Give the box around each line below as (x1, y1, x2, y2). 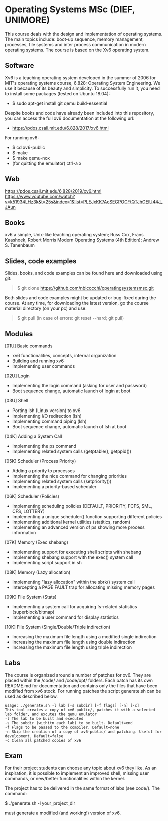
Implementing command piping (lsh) (12, 418, 87, 424)
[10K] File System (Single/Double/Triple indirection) (5, 624, 111, 630)
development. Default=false (5, 733, 64, 739)
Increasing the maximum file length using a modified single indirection (12, 634, 157, 639)
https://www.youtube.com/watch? (5, 193, 75, 199)
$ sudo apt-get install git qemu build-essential (12, 100, 107, 106)
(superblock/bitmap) (12, 609, 55, 615)
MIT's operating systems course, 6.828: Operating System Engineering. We (5, 80, 161, 86)
